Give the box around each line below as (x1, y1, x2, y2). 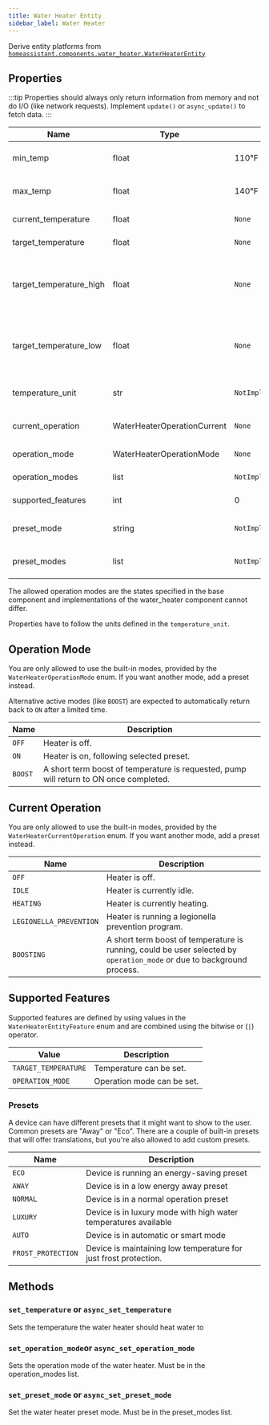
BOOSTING (12, 950, 46, 959)
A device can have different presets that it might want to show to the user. (8, 1118, 252, 1128)
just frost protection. (85, 1253, 163, 1264)
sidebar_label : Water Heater (8, 19, 106, 27)
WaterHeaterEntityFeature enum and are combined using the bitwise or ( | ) (8, 1021, 255, 1031)
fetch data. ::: (8, 110, 52, 120)
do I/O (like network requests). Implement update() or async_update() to (8, 101, 246, 111)
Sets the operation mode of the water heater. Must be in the (8, 1361, 206, 1370)
